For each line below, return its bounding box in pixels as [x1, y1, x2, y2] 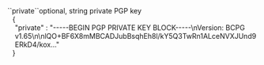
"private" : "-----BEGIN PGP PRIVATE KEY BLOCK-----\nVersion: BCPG [14, 23, 246, 32]
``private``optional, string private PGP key [7, 6, 142, 15]
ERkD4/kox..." [14, 40, 60, 49]
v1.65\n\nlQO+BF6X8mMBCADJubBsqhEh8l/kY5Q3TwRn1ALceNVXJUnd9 [14, 32, 257, 40]
